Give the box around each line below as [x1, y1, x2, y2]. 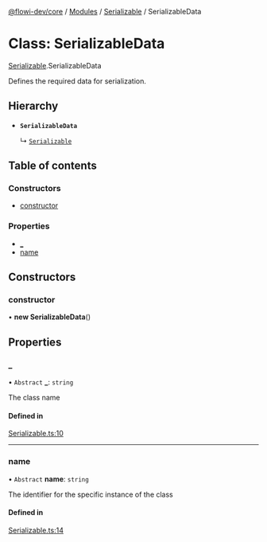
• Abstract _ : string [8, 377, 74, 387]
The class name [8, 393, 60, 403]
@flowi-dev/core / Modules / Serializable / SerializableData [8, 7, 202, 16]
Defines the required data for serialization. [8, 76, 147, 86]
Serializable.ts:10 [8, 429, 64, 439]
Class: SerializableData [8, 35, 165, 53]
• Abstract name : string [8, 474, 89, 484]
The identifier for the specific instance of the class [8, 489, 173, 499]
